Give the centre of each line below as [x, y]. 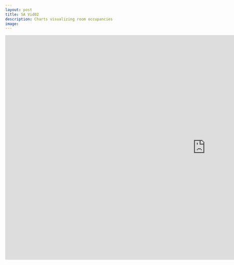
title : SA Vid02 [22, 14]
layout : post [19, 10]
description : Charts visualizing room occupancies [59, 19]
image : [12, 24]
